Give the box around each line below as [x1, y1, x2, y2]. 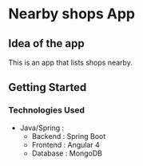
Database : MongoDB [31, 148, 102, 158]
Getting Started [8, 81, 87, 94]
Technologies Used [8, 105, 85, 116]
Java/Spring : [19, 123, 65, 132]
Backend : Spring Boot [31, 131, 106, 140]
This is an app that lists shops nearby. [8, 57, 133, 67]
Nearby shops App [8, 5, 136, 23]
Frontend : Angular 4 [31, 140, 100, 149]
